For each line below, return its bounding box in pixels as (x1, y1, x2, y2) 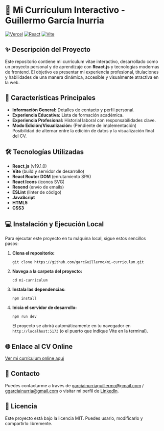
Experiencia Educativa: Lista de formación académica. (12, 112, 124, 118)
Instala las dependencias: (12, 286, 66, 292)
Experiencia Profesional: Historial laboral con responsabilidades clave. (12, 117, 156, 123)
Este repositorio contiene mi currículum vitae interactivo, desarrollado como (5, 59, 158, 64)
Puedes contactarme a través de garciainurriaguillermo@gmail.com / (5, 382, 144, 388)
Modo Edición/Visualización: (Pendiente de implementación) (12, 123, 137, 128)
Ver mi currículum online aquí (5, 355, 65, 361)
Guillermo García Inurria (5, 15, 104, 26)
